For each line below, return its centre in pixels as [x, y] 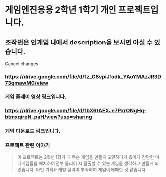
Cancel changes [22, 64]
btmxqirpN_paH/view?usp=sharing [49, 117]
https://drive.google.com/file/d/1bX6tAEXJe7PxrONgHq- [76, 110]
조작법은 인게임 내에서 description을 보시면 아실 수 [79, 42]
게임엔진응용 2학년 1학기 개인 [61, 10]
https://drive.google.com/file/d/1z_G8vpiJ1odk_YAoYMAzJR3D [83, 76]
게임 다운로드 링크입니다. [33, 131]
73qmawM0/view [27, 83]
